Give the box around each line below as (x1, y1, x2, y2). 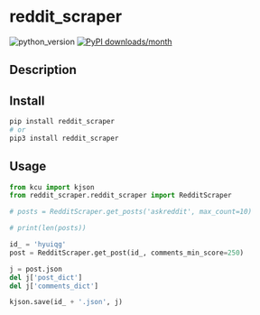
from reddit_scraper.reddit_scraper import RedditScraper (9, 191, 232, 200)
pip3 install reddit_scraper (9, 134, 119, 143)
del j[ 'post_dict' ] (9, 273, 83, 282)
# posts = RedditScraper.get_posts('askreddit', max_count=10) (9, 208, 253, 217)
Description (9, 62, 77, 78)
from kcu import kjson (9, 182, 95, 191)
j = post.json (9, 264, 63, 273)
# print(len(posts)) (9, 224, 88, 233)
